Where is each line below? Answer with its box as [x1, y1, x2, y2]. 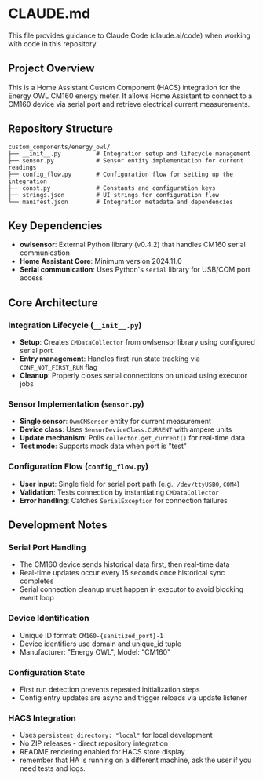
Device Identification [8, 613, 90, 624]
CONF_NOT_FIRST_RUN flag [19, 363, 98, 372]
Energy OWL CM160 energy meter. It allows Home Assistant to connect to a [8, 91, 253, 100]
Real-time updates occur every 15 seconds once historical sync [19, 568, 225, 578]
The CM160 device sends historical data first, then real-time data [19, 560, 230, 569]
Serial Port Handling [8, 542, 86, 553]
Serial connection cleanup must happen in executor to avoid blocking [19, 585, 244, 594]
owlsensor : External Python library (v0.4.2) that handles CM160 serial [19, 240, 246, 250]
